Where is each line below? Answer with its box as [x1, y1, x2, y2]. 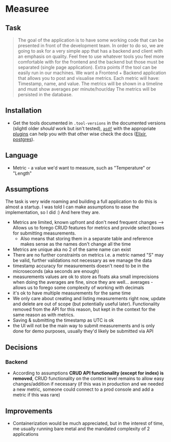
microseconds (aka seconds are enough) [12, 268, 100, 275]
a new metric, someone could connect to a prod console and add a [12, 386, 154, 392]
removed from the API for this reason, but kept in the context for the [12, 306, 156, 312]
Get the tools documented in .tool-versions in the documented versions [12, 120, 166, 126]
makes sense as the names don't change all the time [20, 241, 131, 247]
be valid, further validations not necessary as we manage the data [12, 257, 152, 264]
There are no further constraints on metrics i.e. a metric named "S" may [12, 252, 164, 258]
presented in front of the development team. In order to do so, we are [17, 43, 164, 49]
